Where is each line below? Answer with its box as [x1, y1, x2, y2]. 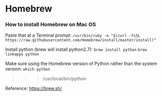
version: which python [5, 66, 50, 72]
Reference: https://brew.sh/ [5, 85, 62, 91]
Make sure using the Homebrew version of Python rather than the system [5, 61, 157, 67]
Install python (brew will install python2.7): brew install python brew [5, 46, 147, 53]
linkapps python [5, 52, 39, 57]
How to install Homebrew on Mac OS [5, 21, 97, 28]
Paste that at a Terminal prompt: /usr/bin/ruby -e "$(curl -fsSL [5, 32, 141, 38]
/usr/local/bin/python [42, 76, 87, 82]
